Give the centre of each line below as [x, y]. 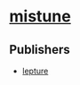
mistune [40, 17]
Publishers [40, 50]
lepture [35, 71]
